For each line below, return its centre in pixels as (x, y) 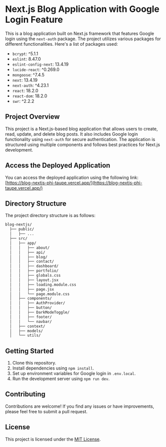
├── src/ (19, 238)
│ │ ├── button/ (31, 308)
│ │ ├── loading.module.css (43, 285)
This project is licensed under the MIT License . (53, 439)
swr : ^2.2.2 (23, 101)
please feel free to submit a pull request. (46, 411)
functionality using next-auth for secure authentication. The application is (80, 139)
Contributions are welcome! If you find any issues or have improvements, (80, 406)
